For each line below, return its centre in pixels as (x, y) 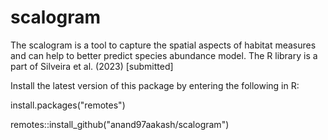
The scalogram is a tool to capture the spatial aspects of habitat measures (163, 45)
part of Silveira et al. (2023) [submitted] (92, 66)
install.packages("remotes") (68, 105)
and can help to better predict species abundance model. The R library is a (164, 55)
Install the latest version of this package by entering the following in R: (155, 85)
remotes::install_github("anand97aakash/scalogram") (120, 124)
